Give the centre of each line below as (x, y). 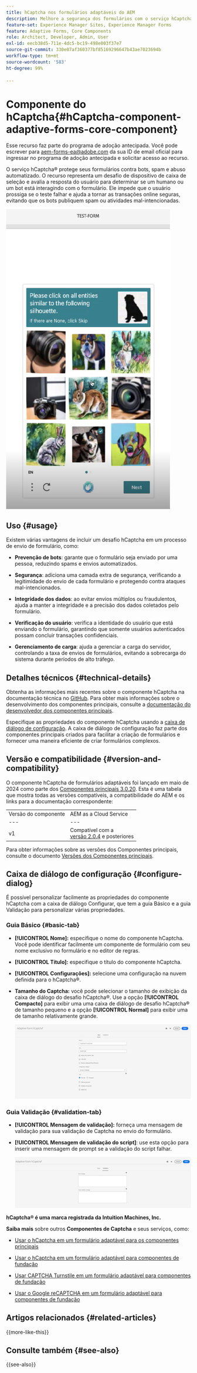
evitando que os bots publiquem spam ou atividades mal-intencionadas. (93, 201)
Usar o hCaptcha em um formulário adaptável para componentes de (97, 1258)
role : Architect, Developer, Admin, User (57, 37)
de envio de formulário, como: (43, 546)
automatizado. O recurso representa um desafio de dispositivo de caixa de (96, 176)
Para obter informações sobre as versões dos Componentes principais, (92, 849)
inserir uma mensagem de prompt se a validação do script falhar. (93, 1148)
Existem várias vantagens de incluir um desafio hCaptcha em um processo (96, 540)
